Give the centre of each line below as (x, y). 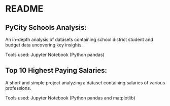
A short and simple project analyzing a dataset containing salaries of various (85, 83)
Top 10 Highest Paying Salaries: (56, 70)
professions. (18, 88)
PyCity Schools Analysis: (46, 28)
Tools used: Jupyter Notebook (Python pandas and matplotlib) (70, 98)
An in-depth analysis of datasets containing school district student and (79, 39)
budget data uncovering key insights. (44, 45)
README (24, 9)
